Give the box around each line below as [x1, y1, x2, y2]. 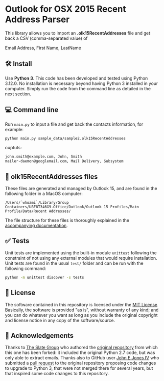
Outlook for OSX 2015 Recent [5, 3, 126, 15]
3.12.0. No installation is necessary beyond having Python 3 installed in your [5, 80, 158, 86]
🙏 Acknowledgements [5, 331, 74, 340]
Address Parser [5, 14, 70, 25]
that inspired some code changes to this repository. [5, 371, 109, 377]
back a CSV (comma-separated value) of [5, 35, 88, 41]
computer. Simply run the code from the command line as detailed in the [5, 85, 151, 91]
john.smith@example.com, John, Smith [5, 154, 82, 159]
